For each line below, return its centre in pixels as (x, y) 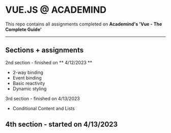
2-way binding (28, 72)
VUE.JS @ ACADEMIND (56, 10)
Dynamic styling (30, 89)
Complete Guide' (23, 29)
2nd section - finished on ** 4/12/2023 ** (49, 62)
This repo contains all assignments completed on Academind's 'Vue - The (84, 24)
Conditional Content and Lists (44, 108)
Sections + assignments (45, 50)
